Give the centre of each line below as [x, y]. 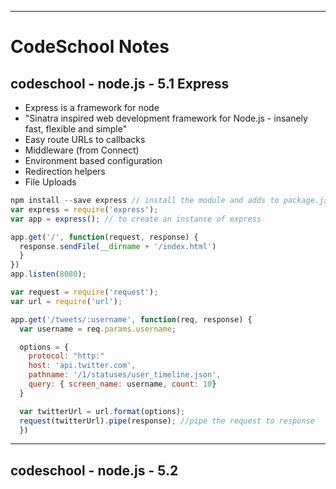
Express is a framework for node [92, 107]
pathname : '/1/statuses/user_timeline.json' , [125, 375]
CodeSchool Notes [90, 47]
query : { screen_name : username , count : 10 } [122, 384]
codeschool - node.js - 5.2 [94, 470]
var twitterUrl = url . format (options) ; [102, 411]
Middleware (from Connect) [82, 150]
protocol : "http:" [66, 356]
